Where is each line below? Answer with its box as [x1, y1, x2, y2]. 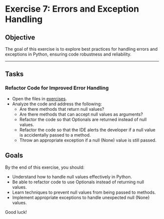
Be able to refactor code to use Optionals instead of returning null [12, 179, 144, 185]
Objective [5, 33, 36, 41]
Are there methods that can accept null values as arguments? [19, 111, 143, 117]
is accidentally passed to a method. [19, 132, 91, 138]
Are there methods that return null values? [19, 106, 104, 112]
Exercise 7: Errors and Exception [5, 3, 139, 15]
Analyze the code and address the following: [12, 101, 102, 107]
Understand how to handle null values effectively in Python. [12, 174, 132, 179]
